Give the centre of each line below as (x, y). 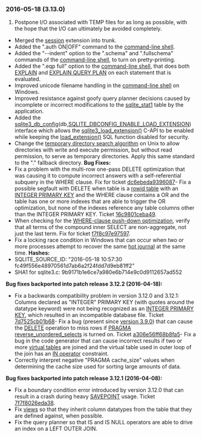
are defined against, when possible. (59, 416)
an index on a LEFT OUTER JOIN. (56, 429)
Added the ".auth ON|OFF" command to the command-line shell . (95, 47)
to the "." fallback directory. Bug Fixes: (63, 163)
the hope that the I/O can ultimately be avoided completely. (88, 28)
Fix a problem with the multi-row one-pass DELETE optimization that (99, 169)
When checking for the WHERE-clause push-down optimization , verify (102, 221)
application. (29, 112)
